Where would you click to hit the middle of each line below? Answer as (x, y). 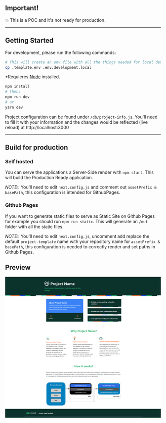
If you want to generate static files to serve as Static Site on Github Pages (80, 216)
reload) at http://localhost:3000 (37, 127)
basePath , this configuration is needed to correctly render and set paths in (80, 246)
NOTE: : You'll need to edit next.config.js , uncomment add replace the (77, 236)
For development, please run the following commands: (61, 52)
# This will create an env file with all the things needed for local (79, 62)
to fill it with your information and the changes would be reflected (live (77, 122)
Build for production (37, 148)
